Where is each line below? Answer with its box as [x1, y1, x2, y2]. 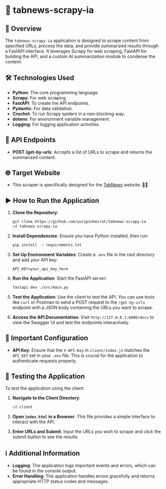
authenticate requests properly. [12, 357, 77, 363]
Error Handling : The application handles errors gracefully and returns [12, 473, 155, 479]
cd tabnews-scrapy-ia [12, 224, 57, 229]
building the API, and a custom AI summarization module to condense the [5, 53, 156, 59]
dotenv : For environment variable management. [12, 116, 110, 122]
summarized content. [12, 154, 56, 160]
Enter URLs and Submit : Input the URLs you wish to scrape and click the [12, 429, 161, 435]
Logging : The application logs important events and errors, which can [12, 463, 156, 469]
